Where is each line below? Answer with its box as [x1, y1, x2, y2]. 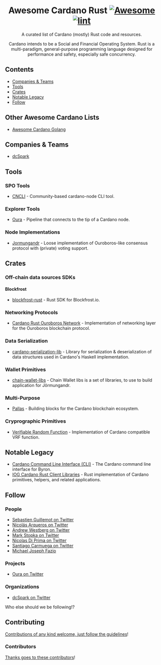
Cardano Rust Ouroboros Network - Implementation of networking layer [12, 320, 156, 326]
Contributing [5, 618, 45, 626]
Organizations [5, 583, 39, 590]
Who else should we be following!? [5, 604, 75, 610]
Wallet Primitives [5, 366, 46, 373]
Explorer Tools [5, 205, 40, 212]
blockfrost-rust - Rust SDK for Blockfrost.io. [12, 297, 100, 303]
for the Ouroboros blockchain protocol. [12, 325, 90, 331]
